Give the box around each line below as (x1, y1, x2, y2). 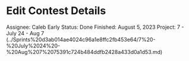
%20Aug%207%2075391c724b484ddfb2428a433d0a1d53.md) (6, 48, 163, 55)
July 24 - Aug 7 (6, 29, 45, 36)
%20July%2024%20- (6, 42, 61, 49)
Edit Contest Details (6, 4, 106, 18)
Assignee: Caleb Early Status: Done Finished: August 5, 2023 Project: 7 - (6, 23, 184, 30)
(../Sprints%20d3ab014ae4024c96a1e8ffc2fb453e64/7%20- (6, 36, 156, 43)
